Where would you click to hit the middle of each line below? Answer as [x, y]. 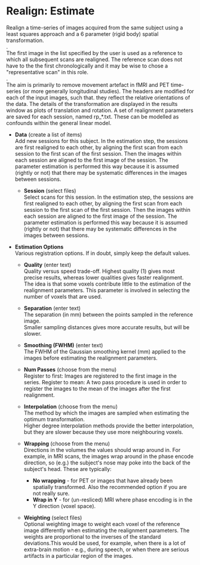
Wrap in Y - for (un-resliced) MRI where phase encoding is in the [113, 499]
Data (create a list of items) [48, 134]
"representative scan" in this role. [47, 72]
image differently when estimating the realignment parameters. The [107, 530]
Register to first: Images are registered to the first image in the [100, 376]
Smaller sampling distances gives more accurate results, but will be [107, 327]
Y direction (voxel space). [64, 506]
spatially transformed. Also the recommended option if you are [110, 487]
